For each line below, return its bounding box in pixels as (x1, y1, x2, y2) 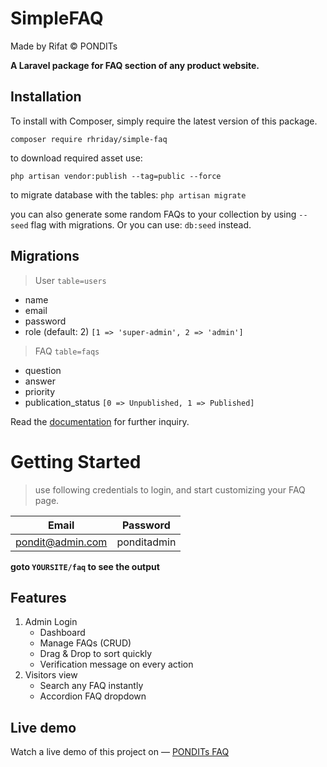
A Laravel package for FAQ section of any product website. (10, 59, 260, 71)
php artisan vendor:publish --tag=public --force (10, 171, 222, 181)
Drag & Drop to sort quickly (39, 648, 153, 660)
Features (10, 589, 67, 606)
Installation (10, 88, 82, 106)
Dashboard (39, 627, 86, 639)
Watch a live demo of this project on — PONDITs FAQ (10, 746, 230, 758)
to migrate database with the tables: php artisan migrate (10, 188, 247, 201)
